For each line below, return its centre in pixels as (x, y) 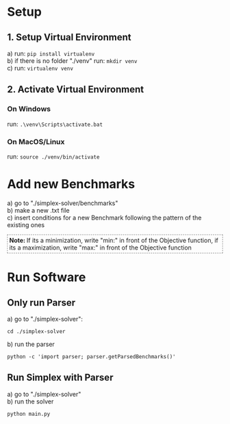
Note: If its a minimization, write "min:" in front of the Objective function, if (114, 240)
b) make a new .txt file (38, 210)
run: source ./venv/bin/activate (53, 156)
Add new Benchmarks (71, 184)
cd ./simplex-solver (37, 331)
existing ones (26, 225)
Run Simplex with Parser (60, 378)
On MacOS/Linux (36, 142)
